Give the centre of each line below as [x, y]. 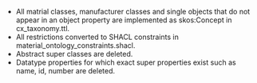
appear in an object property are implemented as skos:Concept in [124, 20]
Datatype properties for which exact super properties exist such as [126, 62]
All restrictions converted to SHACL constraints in [97, 37]
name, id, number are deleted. [65, 71]
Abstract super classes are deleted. [74, 54]
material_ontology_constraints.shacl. [75, 45]
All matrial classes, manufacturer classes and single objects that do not [133, 12]
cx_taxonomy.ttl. [43, 28]
